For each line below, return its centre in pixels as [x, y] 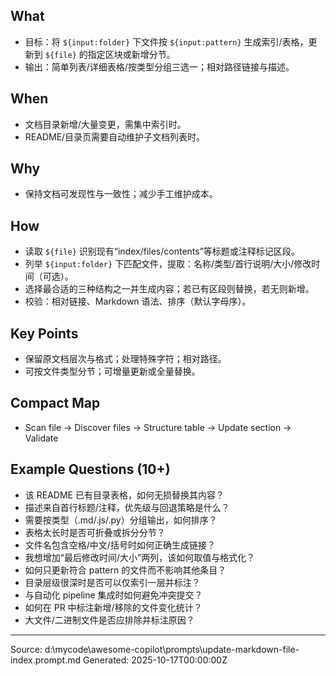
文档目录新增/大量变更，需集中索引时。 [105, 124]
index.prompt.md [46, 660]
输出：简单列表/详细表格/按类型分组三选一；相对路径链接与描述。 [159, 66]
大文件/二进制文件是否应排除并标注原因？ [109, 620]
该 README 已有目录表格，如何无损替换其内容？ [124, 495]
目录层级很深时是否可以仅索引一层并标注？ [112, 582]
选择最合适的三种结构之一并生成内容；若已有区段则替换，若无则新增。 [169, 289]
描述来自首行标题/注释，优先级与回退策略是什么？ [127, 507]
